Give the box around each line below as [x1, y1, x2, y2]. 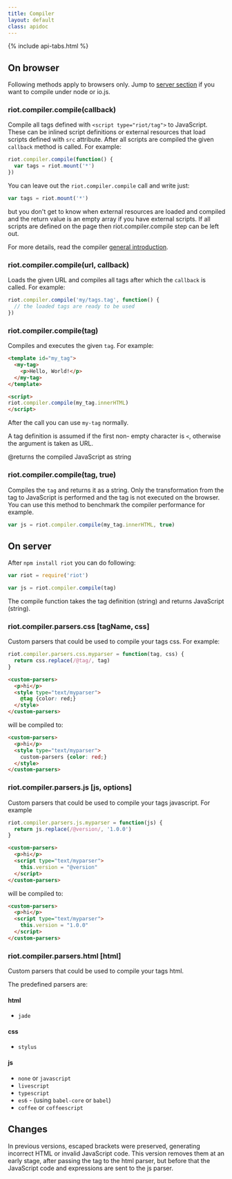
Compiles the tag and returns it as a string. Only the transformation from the [8, 486, 224, 494]
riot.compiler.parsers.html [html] [8, 951, 122, 960]
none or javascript [17, 1074, 71, 1082]
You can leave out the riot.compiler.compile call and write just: [8, 181, 190, 190]
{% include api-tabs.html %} [8, 42, 89, 51]
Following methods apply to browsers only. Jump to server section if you [8, 80, 215, 89]
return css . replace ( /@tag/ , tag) [14, 657, 110, 664]
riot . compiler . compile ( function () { [8, 156, 113, 163]
